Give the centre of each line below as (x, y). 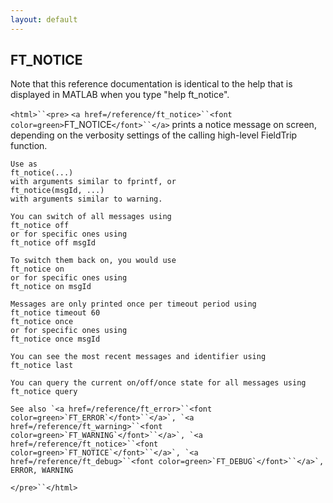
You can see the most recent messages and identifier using (138, 357)
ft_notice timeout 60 (55, 313)
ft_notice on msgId (51, 287)
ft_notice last (42, 366)
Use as (24, 164)
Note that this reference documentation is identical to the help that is (151, 84)
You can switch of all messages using (91, 217)
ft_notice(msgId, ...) (57, 191)
